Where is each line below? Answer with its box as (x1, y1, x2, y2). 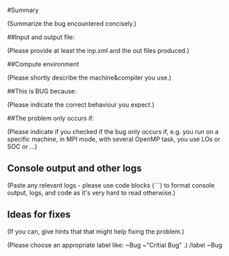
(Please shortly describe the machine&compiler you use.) (7, 73, 172, 82)
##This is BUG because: (7, 87, 77, 95)
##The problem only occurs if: (7, 114, 95, 122)
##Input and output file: (7, 33, 75, 41)
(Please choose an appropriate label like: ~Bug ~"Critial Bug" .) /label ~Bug (7, 241, 223, 249)
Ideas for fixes (7, 209, 71, 220)
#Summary (7, 6, 39, 14)
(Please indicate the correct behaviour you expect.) (7, 100, 155, 109)
